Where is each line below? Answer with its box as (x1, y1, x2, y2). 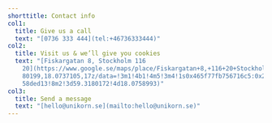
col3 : (7, 87, 26, 95)
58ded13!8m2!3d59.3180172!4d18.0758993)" (22, 79, 164, 87)
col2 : (7, 42, 26, 50)
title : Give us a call (15, 27, 92, 35)
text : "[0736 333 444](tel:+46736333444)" (15, 34, 161, 43)
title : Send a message (15, 95, 92, 103)
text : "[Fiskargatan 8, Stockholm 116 (15, 57, 147, 66)
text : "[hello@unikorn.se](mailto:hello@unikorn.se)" (15, 102, 201, 110)
